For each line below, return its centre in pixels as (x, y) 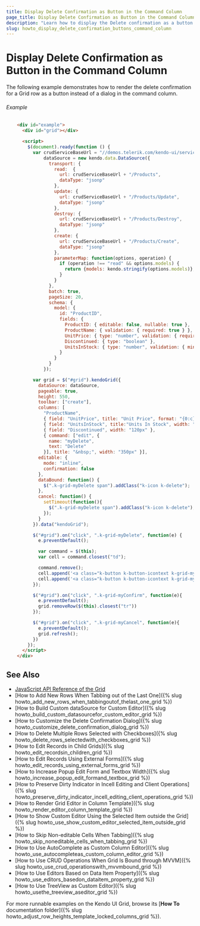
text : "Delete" (67, 447)
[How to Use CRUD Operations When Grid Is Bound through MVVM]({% (103, 860)
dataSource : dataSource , (69, 385)
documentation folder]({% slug (44, 910)
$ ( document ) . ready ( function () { (69, 147)
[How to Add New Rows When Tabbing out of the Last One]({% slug (98, 695)
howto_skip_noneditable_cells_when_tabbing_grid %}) (81, 841)
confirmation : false (69, 469)
